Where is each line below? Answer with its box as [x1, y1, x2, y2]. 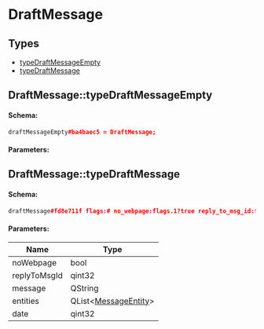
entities [12, 295, 39, 306]
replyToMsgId [12, 269, 63, 280]
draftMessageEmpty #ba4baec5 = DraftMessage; [8, 128, 156, 136]
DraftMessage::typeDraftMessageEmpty [8, 89, 213, 102]
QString [70, 283, 99, 294]
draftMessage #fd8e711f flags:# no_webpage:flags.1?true [8, 207, 195, 215]
